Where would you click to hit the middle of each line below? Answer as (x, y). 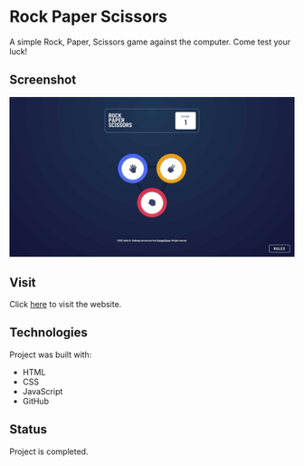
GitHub (36, 401)
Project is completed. (49, 451)
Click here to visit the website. (66, 305)
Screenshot (43, 80)
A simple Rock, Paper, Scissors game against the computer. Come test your (150, 42)
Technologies (49, 333)
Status (28, 429)
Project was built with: (51, 354)
